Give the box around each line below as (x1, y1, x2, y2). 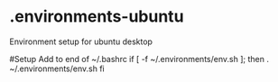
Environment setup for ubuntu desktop (9, 36, 153, 47)
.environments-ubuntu (9, 6, 184, 27)
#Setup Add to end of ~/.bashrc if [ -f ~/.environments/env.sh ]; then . (9, 53, 269, 64)
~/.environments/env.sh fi (9, 63, 106, 74)
